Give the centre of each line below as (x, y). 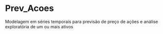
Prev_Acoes (30, 8)
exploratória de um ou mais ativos (39, 26)
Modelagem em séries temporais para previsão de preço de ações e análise (81, 22)
